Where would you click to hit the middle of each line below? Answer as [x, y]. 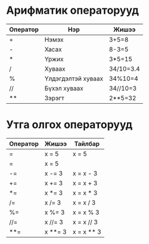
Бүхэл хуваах [64, 88]
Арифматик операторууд [72, 10]
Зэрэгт [54, 98]
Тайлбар [87, 143]
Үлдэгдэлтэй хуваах [74, 79]
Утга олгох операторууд [69, 125]
